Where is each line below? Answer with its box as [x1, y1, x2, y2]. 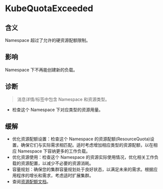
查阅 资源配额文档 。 [12, 179, 51, 185]
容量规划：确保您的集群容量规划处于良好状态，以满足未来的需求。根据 [12, 167, 154, 172]
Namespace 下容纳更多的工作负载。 [18, 148, 90, 154]
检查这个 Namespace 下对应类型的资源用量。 [12, 107, 103, 113]
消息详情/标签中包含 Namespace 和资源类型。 [17, 96, 110, 102]
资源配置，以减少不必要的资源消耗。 [20, 160, 94, 166]
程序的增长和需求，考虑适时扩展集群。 [16, 172, 94, 178]
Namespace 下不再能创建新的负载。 [5, 67, 78, 73]
